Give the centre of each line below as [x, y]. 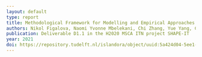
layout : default [26, 12]
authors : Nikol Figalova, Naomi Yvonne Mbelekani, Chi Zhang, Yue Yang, [99, 28]
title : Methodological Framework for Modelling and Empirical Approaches [101, 23]
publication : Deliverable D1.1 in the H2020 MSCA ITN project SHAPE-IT [98, 34]
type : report [23, 17]
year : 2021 [20, 39]
